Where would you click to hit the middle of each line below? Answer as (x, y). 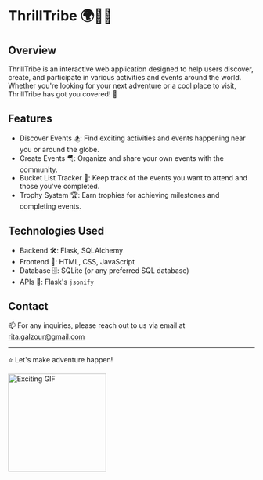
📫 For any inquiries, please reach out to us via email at (97, 325)
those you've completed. (59, 186)
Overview (32, 50)
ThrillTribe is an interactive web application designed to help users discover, (131, 69)
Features (30, 119)
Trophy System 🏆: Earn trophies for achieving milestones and (119, 195)
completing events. (50, 206)
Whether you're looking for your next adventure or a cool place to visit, (122, 85)
